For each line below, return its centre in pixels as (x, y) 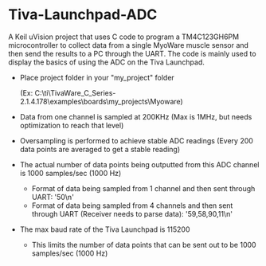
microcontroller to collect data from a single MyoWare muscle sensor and (129, 45)
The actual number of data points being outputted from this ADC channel (139, 164)
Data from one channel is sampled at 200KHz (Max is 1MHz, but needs (136, 116)
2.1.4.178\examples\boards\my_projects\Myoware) (101, 101)
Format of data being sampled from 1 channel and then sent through (143, 188)
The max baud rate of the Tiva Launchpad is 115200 (105, 229)
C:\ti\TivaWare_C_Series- (75, 92)
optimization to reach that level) (72, 125)
